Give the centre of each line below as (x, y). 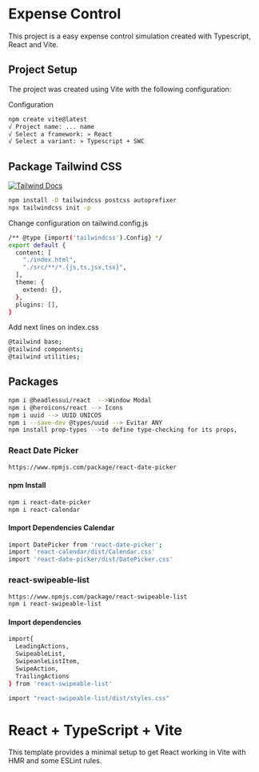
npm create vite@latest (48, 119)
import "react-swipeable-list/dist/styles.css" (89, 698)
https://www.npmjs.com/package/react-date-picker (93, 467)
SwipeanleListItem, (48, 662)
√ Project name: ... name (51, 126)
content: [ (34, 253)
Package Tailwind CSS (65, 166)
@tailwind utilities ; (44, 357)
